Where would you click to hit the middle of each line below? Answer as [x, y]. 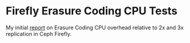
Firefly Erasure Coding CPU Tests [92, 11]
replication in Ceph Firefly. [39, 33]
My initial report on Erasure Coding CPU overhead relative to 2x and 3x [95, 27]
